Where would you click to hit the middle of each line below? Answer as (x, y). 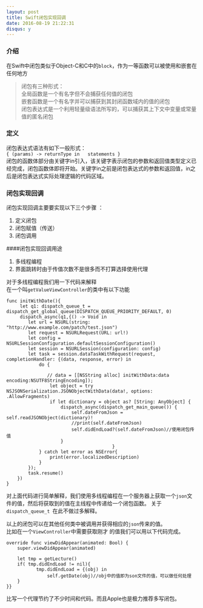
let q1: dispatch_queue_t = (55, 306)
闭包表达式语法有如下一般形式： (46, 148)
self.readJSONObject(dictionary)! (50, 418)
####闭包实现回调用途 (34, 249)
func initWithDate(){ (34, 301)
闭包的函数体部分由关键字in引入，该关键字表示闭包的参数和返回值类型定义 (99, 161)
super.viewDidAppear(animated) (57, 549)
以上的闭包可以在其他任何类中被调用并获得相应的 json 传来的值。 (86, 524)
